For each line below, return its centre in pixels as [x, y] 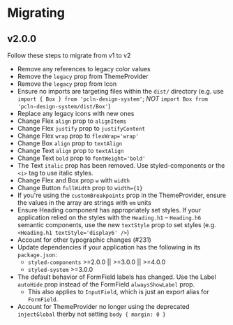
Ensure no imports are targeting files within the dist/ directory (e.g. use [121, 91]
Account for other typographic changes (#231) [84, 240]
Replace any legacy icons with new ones [76, 114]
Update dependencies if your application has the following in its [109, 247]
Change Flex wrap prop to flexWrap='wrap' [78, 136]
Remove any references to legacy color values [84, 69]
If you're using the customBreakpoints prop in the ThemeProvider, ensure [122, 195]
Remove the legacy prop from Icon [67, 84]
